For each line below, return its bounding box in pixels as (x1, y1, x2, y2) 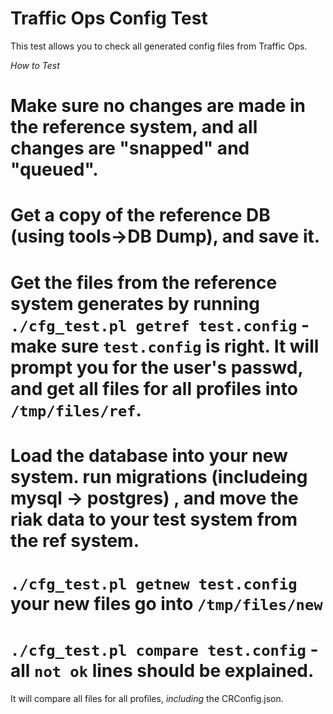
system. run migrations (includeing (10, 465, 308, 488)
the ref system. (10, 529, 140, 552)
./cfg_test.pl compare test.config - (10, 638, 319, 661)
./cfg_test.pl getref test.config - (10, 313, 310, 336)
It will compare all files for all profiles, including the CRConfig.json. (10, 692, 284, 704)
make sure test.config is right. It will (10, 335, 320, 357)
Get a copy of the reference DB (10, 204, 271, 227)
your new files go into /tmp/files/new (10, 592, 323, 615)
